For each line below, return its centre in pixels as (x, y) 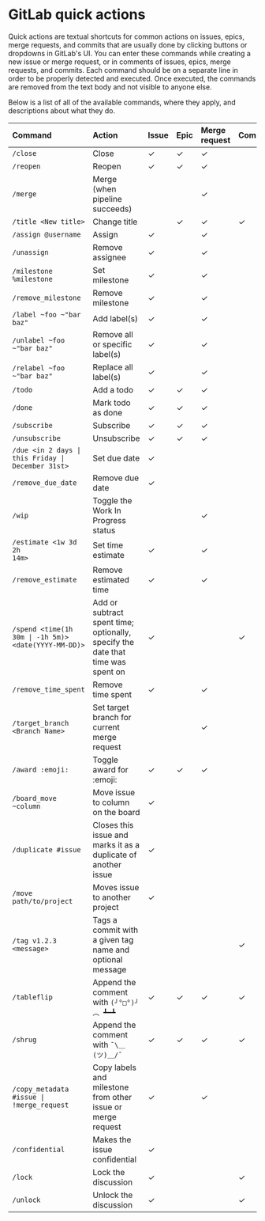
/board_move (35, 798)
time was (109, 662)
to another (112, 897)
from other (112, 1097)
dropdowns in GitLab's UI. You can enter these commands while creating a (129, 53)
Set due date (116, 458)
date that (109, 652)
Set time (108, 545)
